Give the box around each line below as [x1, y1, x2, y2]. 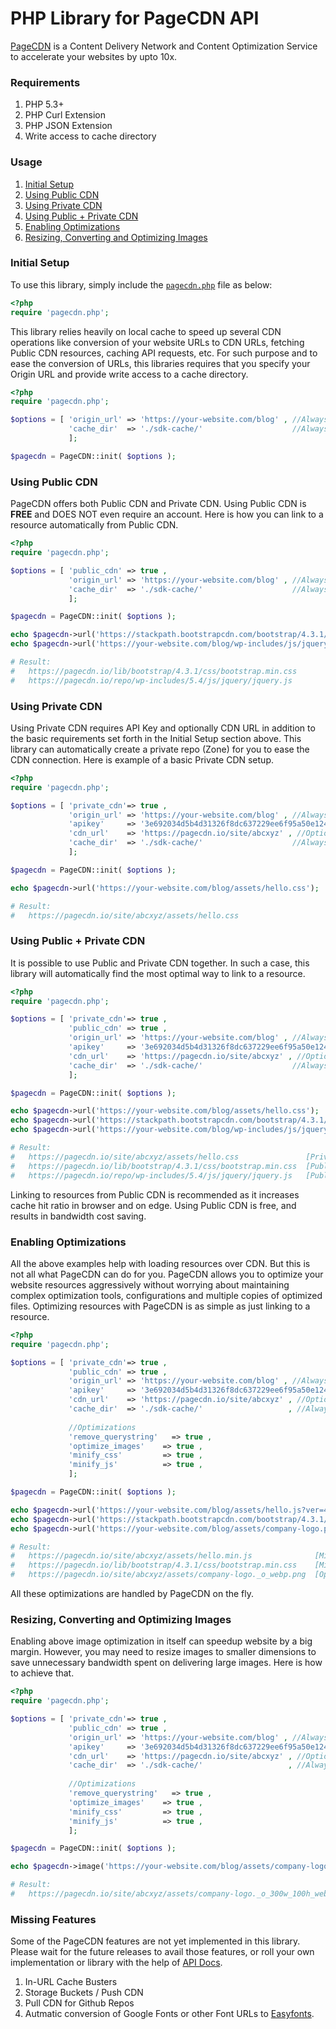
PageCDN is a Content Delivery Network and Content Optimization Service [10, 40, 318, 52]
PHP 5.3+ [24, 98, 65, 111]
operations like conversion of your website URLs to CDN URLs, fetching [10, 336, 305, 348]
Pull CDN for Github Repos [24, 1997, 135, 2009]
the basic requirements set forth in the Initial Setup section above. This [10, 732, 302, 744]
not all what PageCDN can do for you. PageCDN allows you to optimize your [10, 1268, 324, 1280]
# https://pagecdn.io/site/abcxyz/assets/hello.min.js [10, 1551, 253, 1561]
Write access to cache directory [24, 130, 157, 142]
